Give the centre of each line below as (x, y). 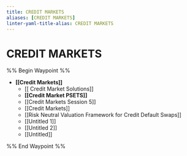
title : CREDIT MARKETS (35, 12)
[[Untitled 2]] (40, 128)
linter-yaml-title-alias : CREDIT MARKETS (60, 23)
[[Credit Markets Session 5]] (60, 102)
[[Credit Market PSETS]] (56, 95)
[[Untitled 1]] (40, 121)
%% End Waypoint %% (36, 146)
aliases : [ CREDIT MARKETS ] (41, 18)
